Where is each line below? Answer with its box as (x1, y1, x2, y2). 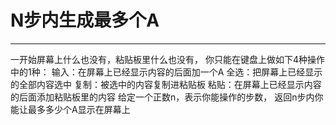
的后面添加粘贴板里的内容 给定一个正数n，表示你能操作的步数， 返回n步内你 (10, 91, 324, 103)
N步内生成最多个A (10, 9, 160, 32)
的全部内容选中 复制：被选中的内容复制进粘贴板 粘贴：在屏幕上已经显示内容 (10, 78, 322, 90)
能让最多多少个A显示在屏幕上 (10, 103, 131, 115)
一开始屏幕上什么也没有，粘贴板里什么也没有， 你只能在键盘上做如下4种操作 (10, 53, 325, 65)
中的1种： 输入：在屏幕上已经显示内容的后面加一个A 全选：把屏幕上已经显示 (10, 66, 323, 78)
